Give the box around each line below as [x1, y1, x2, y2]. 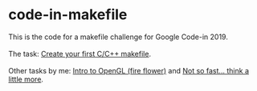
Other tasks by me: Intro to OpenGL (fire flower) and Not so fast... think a [8, 65, 250, 75]
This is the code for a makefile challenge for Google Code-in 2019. [8, 32, 229, 42]
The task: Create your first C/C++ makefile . [8, 49, 151, 58]
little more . [8, 74, 44, 84]
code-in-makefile [8, 6, 128, 24]
